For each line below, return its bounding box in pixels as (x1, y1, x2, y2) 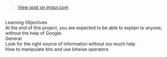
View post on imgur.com (17, 5, 69, 10)
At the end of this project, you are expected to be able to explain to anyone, (5, 25, 162, 31)
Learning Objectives (5, 20, 47, 25)
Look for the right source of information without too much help (5, 41, 136, 47)
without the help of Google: (5, 30, 62, 36)
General (5, 35, 22, 41)
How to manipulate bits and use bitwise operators (5, 46, 109, 52)
